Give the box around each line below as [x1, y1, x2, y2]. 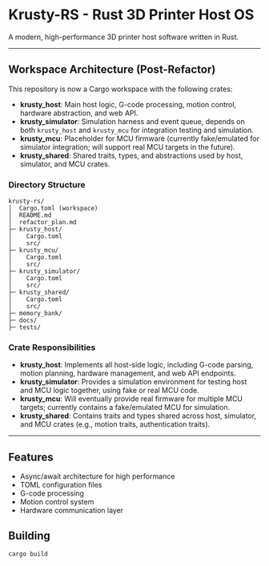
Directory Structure [8, 179, 86, 190]
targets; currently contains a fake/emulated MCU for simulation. [19, 403, 231, 412]
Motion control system [19, 497, 94, 507]
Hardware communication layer [19, 506, 124, 516]
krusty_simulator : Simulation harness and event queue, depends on [19, 116, 246, 126]
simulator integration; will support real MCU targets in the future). [19, 142, 235, 151]
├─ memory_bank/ [8, 310, 62, 318]
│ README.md [8, 211, 52, 219]
